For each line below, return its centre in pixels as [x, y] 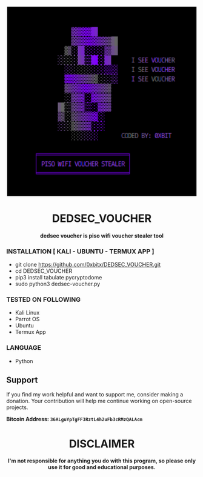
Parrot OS [27, 319]
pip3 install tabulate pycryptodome [58, 278]
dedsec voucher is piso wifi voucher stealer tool [102, 235]
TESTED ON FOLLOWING [43, 299]
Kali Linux [27, 313]
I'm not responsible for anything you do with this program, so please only [102, 461]
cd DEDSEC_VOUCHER [44, 271]
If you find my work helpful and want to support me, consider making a [95, 395]
